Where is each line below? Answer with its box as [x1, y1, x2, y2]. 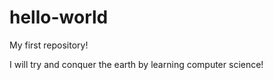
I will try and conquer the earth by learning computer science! [9, 58, 264, 70]
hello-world [9, 6, 109, 29]
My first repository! [9, 39, 89, 51]
